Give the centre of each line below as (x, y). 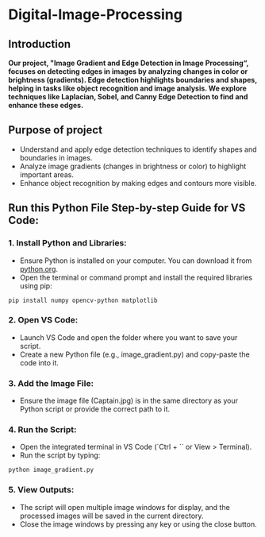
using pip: (36, 286)
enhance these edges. (46, 105)
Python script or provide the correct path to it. (95, 409)
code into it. (39, 362)
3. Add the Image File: (51, 383)
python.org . (38, 268)
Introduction (40, 44)
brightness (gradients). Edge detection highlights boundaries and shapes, (133, 80)
